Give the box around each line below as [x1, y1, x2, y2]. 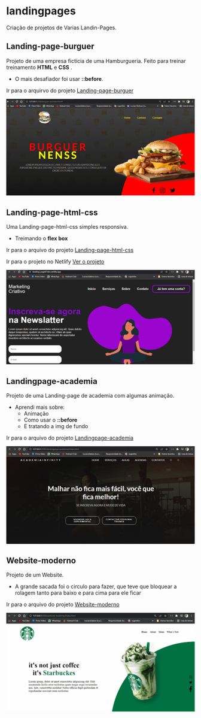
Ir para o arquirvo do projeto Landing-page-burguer [6, 87, 133, 94]
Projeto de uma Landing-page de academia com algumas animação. [6, 392, 175, 399]
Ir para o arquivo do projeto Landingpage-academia [6, 434, 133, 441]
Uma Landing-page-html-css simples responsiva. [6, 223, 129, 230]
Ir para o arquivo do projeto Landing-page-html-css [6, 246, 134, 253]
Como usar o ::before [23, 416, 78, 423]
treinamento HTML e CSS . [6, 63, 73, 71]
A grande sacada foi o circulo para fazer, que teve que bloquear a [14, 583, 177, 590]
